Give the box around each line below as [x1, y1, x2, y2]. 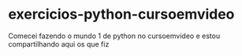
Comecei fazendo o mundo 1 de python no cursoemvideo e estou [8, 31, 221, 40]
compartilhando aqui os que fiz [8, 39, 110, 48]
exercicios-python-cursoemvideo [8, 5, 235, 23]
